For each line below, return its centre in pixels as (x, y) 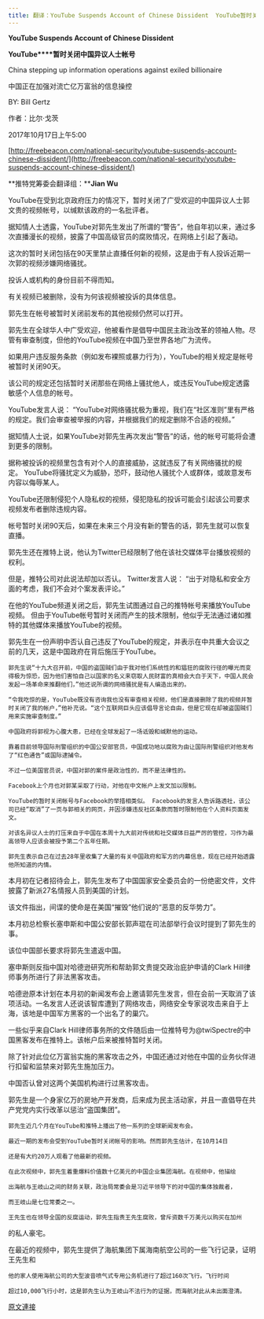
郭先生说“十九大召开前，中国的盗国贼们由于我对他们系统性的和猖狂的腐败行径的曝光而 (127, 668)
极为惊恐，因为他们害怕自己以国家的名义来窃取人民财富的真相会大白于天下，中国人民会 (134, 676)
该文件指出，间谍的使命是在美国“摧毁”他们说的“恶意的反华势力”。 (114, 907)
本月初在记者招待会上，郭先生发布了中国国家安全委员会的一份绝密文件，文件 (132, 880)
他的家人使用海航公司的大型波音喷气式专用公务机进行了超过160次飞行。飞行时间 (119, 1276)
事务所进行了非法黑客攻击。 (59, 977)
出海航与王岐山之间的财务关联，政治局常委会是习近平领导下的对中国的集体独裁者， (122, 1187)
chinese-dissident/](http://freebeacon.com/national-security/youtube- (122, 159)
